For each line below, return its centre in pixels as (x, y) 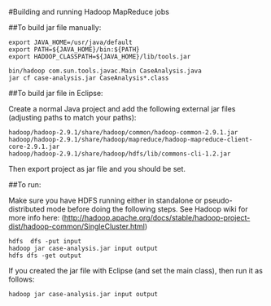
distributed (26, 209)
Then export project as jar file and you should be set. (97, 169)
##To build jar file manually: (55, 27)
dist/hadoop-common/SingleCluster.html (76, 226)
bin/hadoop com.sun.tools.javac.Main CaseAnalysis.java (105, 71)
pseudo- (219, 200)
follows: (22, 279)
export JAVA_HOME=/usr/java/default (70, 42)
